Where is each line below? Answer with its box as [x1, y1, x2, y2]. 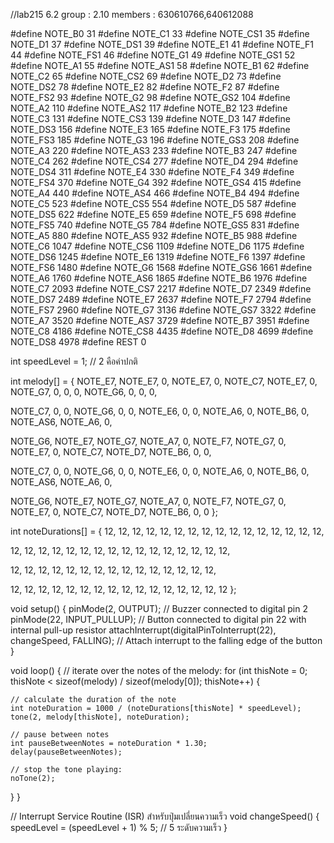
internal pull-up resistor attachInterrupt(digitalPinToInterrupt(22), [10, 624, 277, 636]
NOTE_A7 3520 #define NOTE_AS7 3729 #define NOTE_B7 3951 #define [10, 315, 310, 326]
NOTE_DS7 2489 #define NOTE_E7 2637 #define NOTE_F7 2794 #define [10, 294, 312, 305]
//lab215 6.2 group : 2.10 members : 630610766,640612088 [10, 9, 254, 20]
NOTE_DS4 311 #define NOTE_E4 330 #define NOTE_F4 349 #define [10, 166, 295, 178]
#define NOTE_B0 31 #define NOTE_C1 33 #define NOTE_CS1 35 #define [10, 28, 310, 39]
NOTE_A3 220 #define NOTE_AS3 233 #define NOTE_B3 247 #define [10, 145, 298, 156]
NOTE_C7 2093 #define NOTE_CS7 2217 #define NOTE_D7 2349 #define [10, 283, 312, 294]
